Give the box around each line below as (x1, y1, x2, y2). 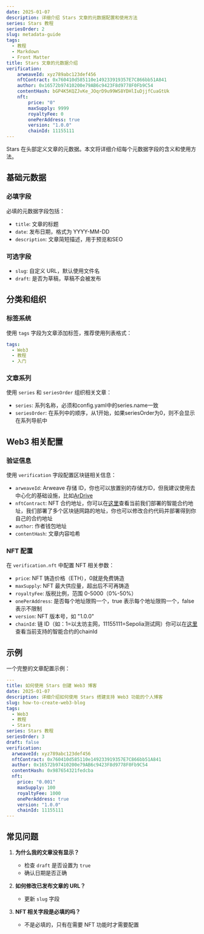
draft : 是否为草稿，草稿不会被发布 (15, 275, 101, 282)
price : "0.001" (17, 779, 56, 785)
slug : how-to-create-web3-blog (6, 699, 86, 706)
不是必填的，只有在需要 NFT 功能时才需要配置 (24, 921, 140, 928)
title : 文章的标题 (15, 220, 59, 227)
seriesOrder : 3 (6, 734, 45, 740)
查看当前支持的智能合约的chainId (15, 628, 98, 635)
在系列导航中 (15, 417, 47, 424)
